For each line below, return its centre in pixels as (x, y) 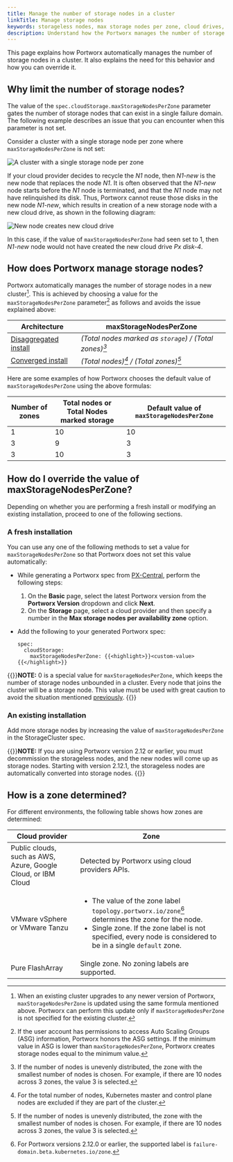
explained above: (32, 310)
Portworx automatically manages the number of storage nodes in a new (110, 285)
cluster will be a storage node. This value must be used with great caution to (116, 690)
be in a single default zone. (137, 946)
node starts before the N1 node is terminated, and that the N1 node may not (115, 191)
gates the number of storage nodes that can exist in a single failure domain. (115, 113)
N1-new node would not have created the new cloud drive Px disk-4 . (105, 247)
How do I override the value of (74, 479)
